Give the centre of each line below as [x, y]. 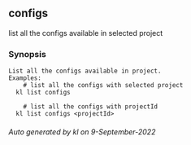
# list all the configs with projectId [91, 107]
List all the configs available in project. [85, 71]
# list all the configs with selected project [103, 86]
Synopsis [27, 54]
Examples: [25, 78]
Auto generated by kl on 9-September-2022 [82, 132]
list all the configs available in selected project [86, 33]
